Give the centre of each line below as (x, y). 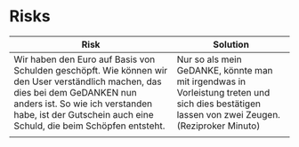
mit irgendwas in (211, 81)
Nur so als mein (209, 59)
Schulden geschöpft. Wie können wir (91, 70)
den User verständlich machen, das (88, 81)
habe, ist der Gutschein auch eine (84, 114)
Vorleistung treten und (223, 92)
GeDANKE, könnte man (225, 70)
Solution (231, 44)
